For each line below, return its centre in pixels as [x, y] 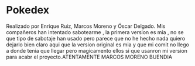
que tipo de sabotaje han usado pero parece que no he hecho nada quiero [96, 38]
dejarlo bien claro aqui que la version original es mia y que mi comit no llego [97, 45]
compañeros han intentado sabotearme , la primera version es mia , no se [95, 32]
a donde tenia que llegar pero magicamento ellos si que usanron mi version [97, 50]
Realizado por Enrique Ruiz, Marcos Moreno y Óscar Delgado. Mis [86, 26]
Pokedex [28, 10]
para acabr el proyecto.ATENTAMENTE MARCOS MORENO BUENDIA [89, 57]
